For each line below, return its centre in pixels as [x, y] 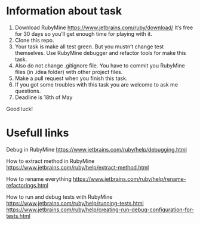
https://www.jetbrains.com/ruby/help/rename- [129, 179]
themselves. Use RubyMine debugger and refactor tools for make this [100, 53]
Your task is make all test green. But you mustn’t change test [89, 47]
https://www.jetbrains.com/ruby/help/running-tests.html [75, 203]
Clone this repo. [34, 40]
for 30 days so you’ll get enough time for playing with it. [83, 33]
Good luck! [20, 109]
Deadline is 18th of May [44, 97]
